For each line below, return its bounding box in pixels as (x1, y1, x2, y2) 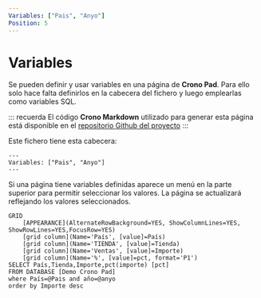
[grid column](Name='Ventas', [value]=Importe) (22, 247, 184, 256)
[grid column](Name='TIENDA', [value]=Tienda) (22, 240, 180, 248)
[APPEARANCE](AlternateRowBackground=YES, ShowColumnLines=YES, (22, 219, 241, 228)
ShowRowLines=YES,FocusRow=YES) (8, 226, 116, 234)
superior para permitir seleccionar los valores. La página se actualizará (8, 189, 242, 198)
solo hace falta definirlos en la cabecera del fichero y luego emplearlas (8, 89, 242, 98)
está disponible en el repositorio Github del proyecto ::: (8, 121, 189, 130)
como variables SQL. (8, 97, 77, 106)
